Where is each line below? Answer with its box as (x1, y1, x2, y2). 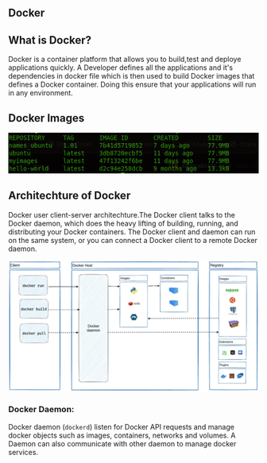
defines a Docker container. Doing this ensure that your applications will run (8, 79, 257, 90)
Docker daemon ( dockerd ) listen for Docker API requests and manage (8, 422, 234, 431)
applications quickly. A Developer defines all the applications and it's (8, 63, 233, 72)
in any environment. (8, 88, 73, 98)
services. (8, 447, 38, 457)
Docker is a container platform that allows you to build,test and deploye (8, 55, 242, 64)
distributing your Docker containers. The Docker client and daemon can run (8, 226, 256, 237)
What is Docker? (8, 33, 92, 47)
